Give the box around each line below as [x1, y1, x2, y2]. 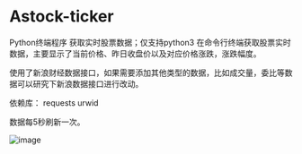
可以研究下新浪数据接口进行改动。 [16, 78, 144, 89]
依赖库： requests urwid [9, 97, 99, 108]
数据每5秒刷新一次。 [9, 116, 85, 127]
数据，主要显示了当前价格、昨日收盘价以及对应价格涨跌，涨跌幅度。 [9, 47, 262, 59]
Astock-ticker [9, 6, 114, 27]
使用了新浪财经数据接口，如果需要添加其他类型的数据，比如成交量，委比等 [9, 67, 285, 78]
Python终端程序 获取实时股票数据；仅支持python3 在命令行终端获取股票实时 [9, 37, 291, 47]
